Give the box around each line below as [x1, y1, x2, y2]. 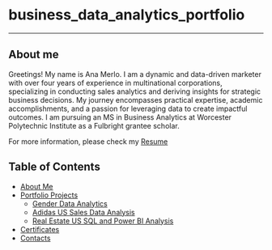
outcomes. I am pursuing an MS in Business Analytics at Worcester [8, 112, 232, 122]
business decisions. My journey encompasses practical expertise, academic [8, 95, 263, 104]
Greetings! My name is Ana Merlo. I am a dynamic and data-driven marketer [8, 69, 261, 78]
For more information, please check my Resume [8, 136, 168, 146]
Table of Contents [8, 160, 101, 174]
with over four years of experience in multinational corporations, [8, 78, 223, 87]
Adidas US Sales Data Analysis [32, 207, 135, 217]
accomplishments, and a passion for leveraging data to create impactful [8, 104, 248, 113]
